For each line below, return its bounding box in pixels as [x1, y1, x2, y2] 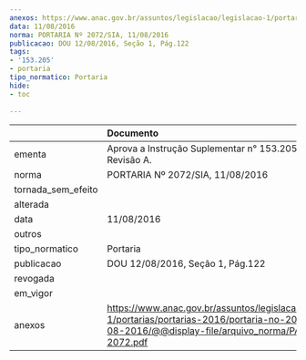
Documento [107, 127, 159, 139]
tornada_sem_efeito [14, 183, 98, 196]
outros [14, 228, 43, 241]
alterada [14, 198, 50, 211]
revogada [14, 273, 55, 285]
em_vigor [14, 287, 53, 300]
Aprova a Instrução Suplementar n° [107, 142, 258, 155]
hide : [9, 81, 30, 90]
